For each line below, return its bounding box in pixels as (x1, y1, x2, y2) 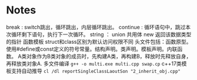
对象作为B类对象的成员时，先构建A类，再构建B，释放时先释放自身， (26, 53, 192, 60)
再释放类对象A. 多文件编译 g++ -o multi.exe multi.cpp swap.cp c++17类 (6, 60, 182, 67)
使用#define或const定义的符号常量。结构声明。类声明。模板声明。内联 (6, 45, 178, 53)
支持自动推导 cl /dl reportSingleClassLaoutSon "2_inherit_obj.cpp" (11, 67, 181, 74)
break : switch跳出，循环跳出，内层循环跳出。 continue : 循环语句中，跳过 (6, 23, 186, 30)
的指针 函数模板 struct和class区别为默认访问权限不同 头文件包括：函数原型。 (6, 38, 192, 45)
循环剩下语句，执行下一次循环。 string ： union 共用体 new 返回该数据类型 (11, 30, 192, 38)
